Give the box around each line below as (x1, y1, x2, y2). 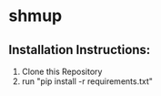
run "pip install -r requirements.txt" (21, 76, 154, 87)
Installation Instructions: (8, 42, 151, 58)
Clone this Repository (21, 66, 103, 77)
